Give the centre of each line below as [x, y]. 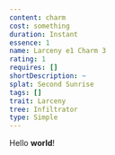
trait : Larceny [38, 101]
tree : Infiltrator [44, 109]
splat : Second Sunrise [52, 84]
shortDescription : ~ [48, 76]
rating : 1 [28, 59]
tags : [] [26, 92]
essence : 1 [30, 43]
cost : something [40, 26]
